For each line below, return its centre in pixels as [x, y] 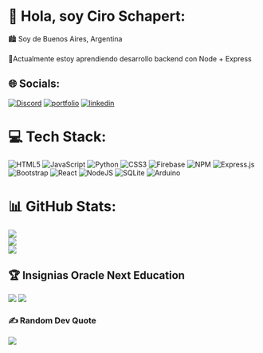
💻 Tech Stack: [57, 137]
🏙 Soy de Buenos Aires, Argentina [65, 38]
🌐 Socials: [34, 84]
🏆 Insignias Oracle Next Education [97, 275]
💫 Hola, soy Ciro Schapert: [97, 16]
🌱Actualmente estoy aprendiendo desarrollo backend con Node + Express [130, 58]
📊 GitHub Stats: [63, 206]
